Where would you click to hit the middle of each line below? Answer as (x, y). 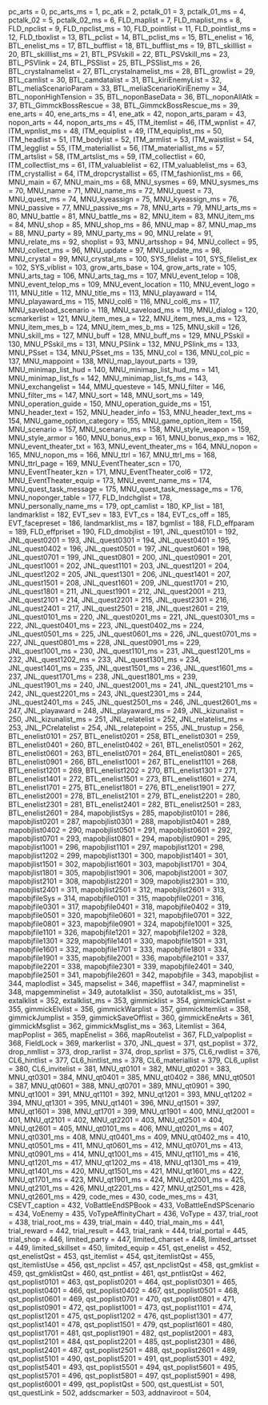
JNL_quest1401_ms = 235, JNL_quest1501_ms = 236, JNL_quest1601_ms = (131, 668)
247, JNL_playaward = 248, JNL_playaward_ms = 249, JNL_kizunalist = (126, 711)
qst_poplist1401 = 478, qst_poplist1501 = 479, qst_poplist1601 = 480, (121, 1324)
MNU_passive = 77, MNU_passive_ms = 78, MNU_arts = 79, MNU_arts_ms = (133, 207)
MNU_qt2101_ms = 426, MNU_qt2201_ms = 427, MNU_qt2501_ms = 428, (127, 1188)
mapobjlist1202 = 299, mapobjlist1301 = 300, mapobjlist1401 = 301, (118, 855)
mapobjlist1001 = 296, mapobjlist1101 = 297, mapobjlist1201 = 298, (117, 847)
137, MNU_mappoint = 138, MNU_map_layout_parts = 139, (103, 361)
